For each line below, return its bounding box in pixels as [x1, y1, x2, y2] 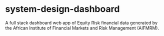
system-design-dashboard [5, 3, 120, 15]
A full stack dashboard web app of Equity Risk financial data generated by [5, 20, 157, 26]
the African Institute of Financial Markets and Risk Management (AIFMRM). [5, 25, 159, 31]
